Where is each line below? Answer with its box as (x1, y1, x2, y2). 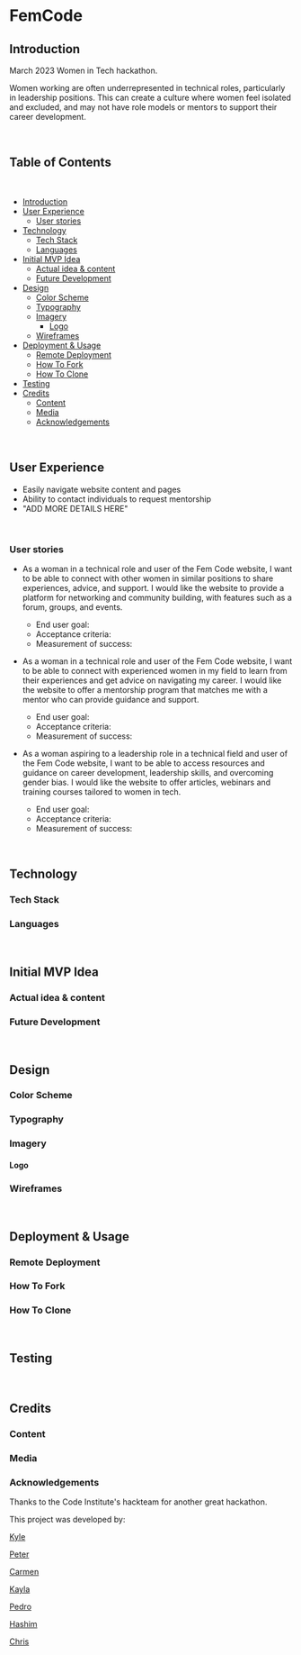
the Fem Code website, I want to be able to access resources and (22, 758, 265, 768)
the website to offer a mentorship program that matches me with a (22, 684, 268, 695)
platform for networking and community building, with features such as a (22, 592, 292, 603)
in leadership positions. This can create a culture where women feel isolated (9, 92, 292, 103)
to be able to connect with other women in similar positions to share (22, 573, 274, 584)
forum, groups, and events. (22, 601, 123, 613)
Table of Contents (9, 155, 112, 170)
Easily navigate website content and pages (22, 484, 181, 495)
